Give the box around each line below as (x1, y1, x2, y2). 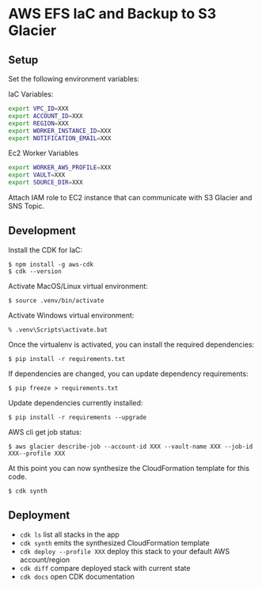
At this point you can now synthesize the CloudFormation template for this (8, 463, 250, 473)
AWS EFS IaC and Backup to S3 (8, 5, 216, 23)
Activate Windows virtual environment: (8, 310, 135, 320)
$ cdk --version (8, 267, 62, 275)
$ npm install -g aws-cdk (8, 260, 93, 268)
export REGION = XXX (8, 120, 69, 127)
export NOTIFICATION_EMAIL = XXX (8, 134, 112, 142)
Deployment (8, 508, 70, 522)
